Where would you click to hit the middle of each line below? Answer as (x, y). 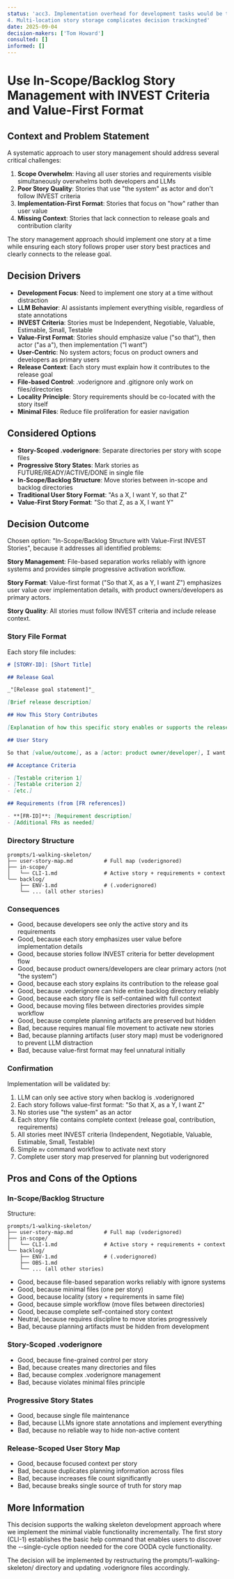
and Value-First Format (76, 111)
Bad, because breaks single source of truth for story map (99, 1486)
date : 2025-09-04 (32, 27)
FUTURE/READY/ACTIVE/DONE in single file (80, 473)
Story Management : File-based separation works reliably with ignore (107, 562)
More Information (46, 1507)
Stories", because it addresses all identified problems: (85, 548)
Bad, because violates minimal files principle (81, 1382)
